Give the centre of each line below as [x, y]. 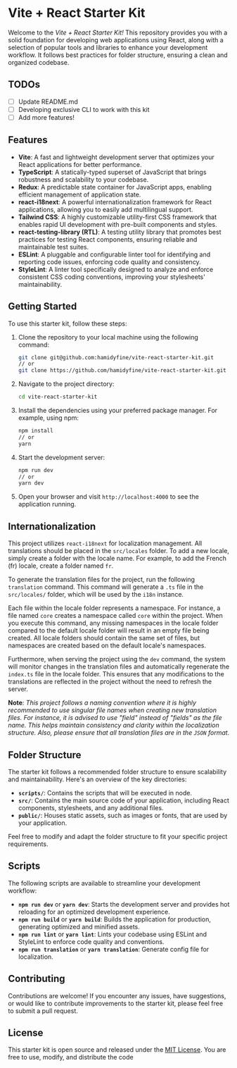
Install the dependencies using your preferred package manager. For [117, 411]
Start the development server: [62, 457]
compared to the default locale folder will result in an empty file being [109, 631]
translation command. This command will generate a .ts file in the [106, 587]
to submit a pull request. [43, 1011]
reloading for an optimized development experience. [94, 912]
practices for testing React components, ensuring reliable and [108, 239]
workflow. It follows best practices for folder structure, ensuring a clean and [118, 55]
